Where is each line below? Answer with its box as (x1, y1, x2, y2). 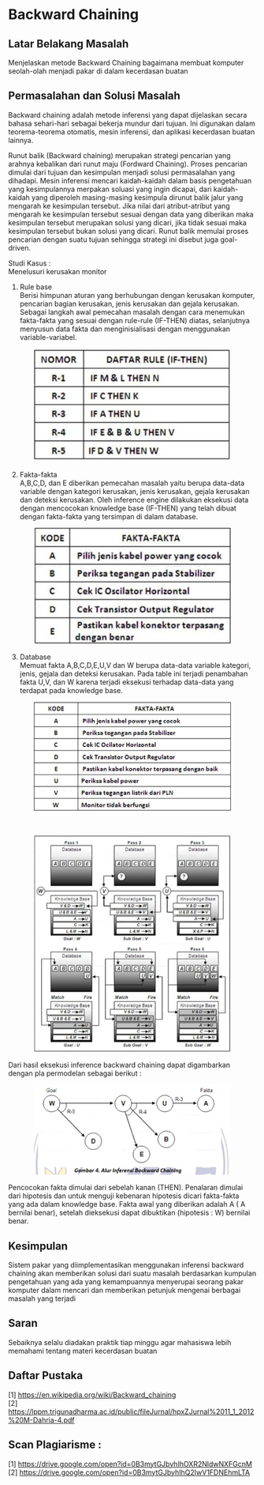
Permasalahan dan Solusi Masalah (8, 89, 181, 103)
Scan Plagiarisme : (8, 1438, 102, 1452)
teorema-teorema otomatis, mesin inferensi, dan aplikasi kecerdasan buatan (8, 126, 255, 136)
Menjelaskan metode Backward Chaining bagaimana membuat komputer (8, 58, 244, 67)
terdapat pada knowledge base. (19, 685, 124, 695)
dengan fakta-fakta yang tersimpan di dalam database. (19, 511, 199, 521)
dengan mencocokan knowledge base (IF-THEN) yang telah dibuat (19, 503, 236, 513)
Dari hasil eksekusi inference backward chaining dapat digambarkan (8, 1060, 231, 1069)
